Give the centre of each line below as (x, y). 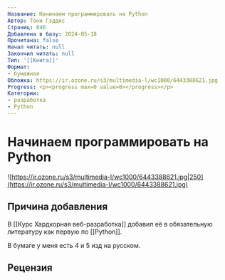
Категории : (23, 93)
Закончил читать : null (41, 54)
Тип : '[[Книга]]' (33, 61)
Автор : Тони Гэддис (36, 21)
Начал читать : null (36, 47)
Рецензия (30, 268)
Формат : (19, 67)
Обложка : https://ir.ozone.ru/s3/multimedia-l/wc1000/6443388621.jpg (113, 80)
